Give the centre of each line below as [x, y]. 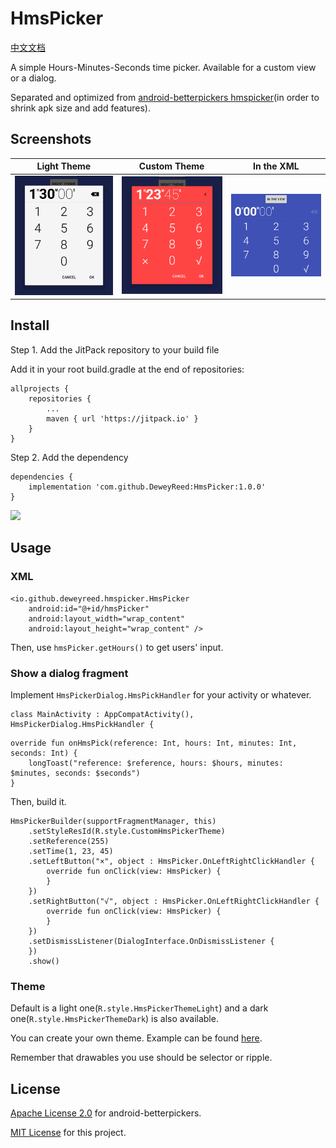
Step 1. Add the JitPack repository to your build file [115, 349]
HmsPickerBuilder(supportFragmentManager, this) [113, 821]
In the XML [276, 166]
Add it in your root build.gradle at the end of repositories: [127, 369]
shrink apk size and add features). [80, 108]
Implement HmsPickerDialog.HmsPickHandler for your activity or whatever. [161, 694]
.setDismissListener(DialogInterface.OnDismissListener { [151, 941]
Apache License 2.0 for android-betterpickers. [106, 1113]
